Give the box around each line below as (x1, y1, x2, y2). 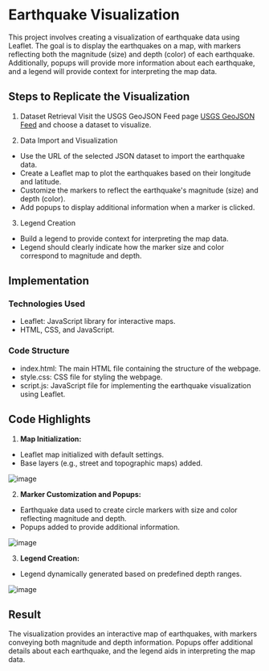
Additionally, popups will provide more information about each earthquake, (8, 58, 255, 68)
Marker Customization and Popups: (19, 489, 142, 499)
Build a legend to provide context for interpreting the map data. (19, 234, 229, 243)
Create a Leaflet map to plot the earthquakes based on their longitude (19, 168, 251, 178)
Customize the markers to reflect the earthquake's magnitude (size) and (19, 185, 259, 195)
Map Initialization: (19, 433, 82, 444)
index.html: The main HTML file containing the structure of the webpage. (19, 363, 261, 373)
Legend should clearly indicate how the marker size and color (19, 242, 225, 251)
